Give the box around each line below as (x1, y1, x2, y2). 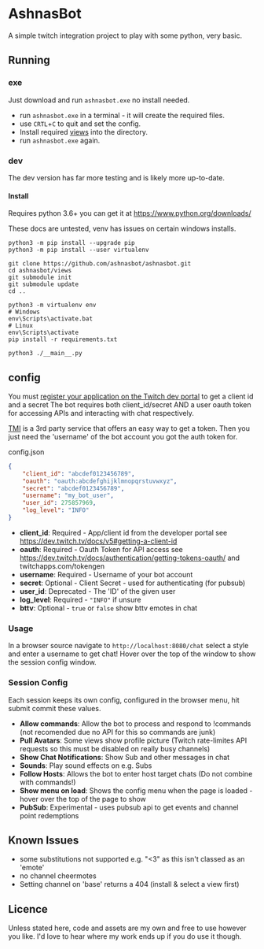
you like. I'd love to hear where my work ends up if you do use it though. (8, 932, 242, 941)
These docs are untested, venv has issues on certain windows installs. (8, 224, 236, 233)
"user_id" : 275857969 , (22, 499, 97, 507)
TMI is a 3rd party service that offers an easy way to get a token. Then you (8, 423, 250, 433)
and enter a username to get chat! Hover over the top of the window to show (8, 649, 256, 658)
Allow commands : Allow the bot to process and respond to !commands (19, 718, 251, 728)
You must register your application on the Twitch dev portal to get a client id (8, 391, 254, 401)
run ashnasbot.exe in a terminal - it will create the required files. (19, 110, 225, 120)
